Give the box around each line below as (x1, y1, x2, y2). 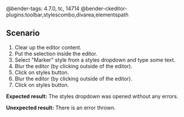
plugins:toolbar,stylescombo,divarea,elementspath (6, 11, 129, 18)
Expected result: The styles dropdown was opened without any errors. (6, 92, 179, 99)
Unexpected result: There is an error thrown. (6, 104, 116, 111)
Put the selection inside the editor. (14, 50, 98, 57)
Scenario (6, 28, 40, 38)
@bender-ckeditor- (81, 5, 128, 12)
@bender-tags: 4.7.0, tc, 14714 (6, 5, 80, 12)
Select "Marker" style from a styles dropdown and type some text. (14, 56, 176, 63)
